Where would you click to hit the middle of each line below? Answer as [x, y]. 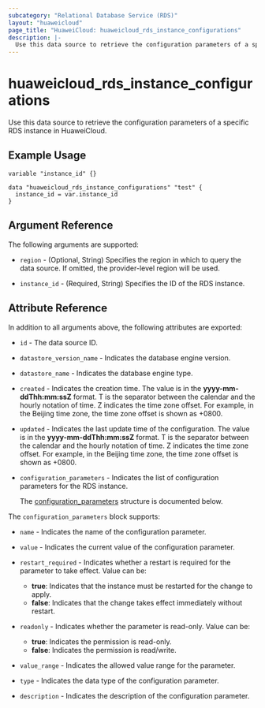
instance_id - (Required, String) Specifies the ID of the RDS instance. [132, 283]
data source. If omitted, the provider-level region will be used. [120, 268]
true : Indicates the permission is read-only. [101, 641]
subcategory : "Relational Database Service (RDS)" [93, 15]
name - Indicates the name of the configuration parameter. [113, 531]
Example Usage [47, 156]
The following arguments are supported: [74, 244]
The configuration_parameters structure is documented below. [121, 501]
